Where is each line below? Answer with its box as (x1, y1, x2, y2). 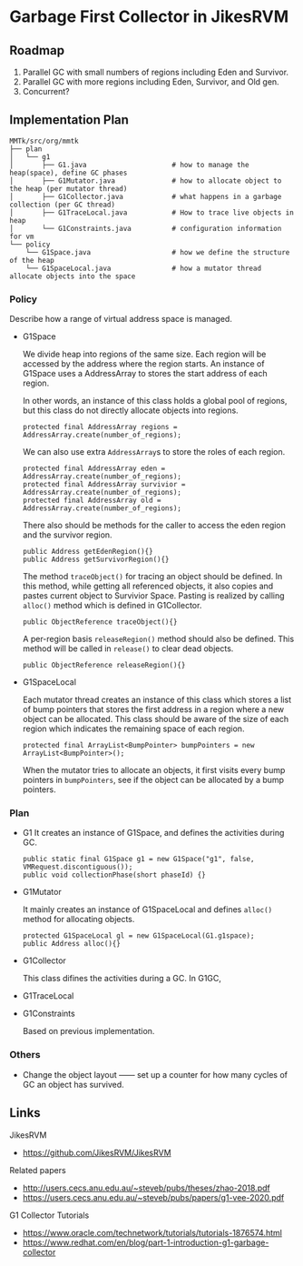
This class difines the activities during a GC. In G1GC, (22, 973, 222, 984)
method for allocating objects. (22, 914, 135, 925)
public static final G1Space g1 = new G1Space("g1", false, (22, 855, 255, 864)
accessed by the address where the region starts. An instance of (22, 358, 265, 369)
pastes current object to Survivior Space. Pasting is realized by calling (22, 590, 285, 601)
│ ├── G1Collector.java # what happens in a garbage (9, 192, 282, 201)
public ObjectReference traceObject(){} (22, 618, 178, 627)
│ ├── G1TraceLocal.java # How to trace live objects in (9, 207, 295, 217)
